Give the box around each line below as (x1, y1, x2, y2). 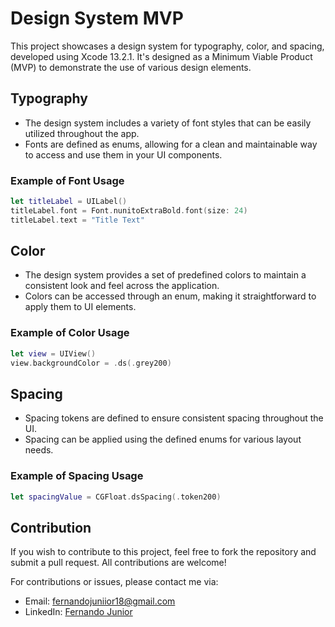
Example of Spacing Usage (10, 469, 144, 483)
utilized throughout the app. (24, 127, 140, 139)
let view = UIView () (10, 348, 97, 359)
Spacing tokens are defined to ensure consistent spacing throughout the (24, 412, 324, 424)
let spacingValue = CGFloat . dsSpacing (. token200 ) (10, 492, 222, 502)
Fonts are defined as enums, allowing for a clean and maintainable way (24, 138, 318, 150)
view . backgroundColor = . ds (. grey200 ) (10, 358, 172, 368)
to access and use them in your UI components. (24, 148, 223, 161)
